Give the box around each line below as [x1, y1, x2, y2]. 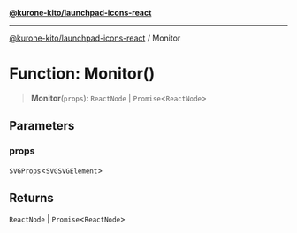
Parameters [9, 118, 75, 133]
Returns [9, 191, 55, 206]
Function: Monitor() [9, 64, 156, 84]
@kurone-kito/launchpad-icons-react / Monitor [9, 33, 181, 43]
